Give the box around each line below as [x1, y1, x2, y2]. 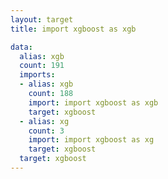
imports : [19, 70, 56, 80]
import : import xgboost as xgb [28, 97, 159, 108]
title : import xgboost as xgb [10, 24, 137, 34]
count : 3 [28, 126, 65, 136]
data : [10, 42, 33, 52]
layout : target [10, 14, 74, 25]
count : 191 [19, 61, 65, 71]
